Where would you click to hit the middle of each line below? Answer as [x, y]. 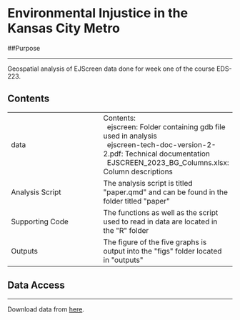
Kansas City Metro [64, 28]
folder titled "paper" [136, 201]
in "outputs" [123, 260]
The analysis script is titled [148, 183]
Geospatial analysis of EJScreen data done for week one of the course [111, 69]
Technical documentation [167, 154]
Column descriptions [138, 171]
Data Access [36, 285]
